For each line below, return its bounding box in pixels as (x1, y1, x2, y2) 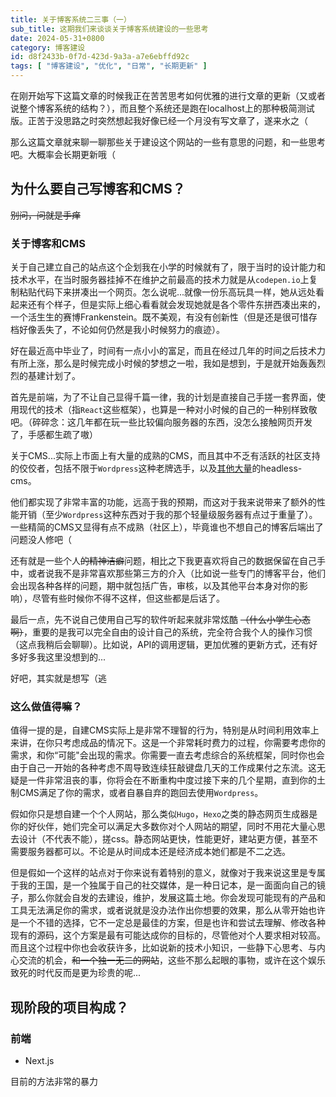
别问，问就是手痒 (10, 209, 81, 221)
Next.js (24, 1055, 55, 1067)
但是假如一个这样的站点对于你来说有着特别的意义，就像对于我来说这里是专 (10, 867, 317, 879)
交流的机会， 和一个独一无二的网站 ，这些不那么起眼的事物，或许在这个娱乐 (18, 954, 326, 966)
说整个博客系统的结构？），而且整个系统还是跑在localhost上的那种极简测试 (10, 102, 315, 114)
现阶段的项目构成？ (10, 999, 129, 1016)
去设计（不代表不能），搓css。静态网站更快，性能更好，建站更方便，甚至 (10, 833, 310, 845)
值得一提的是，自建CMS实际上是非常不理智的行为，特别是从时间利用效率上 (10, 724, 320, 736)
